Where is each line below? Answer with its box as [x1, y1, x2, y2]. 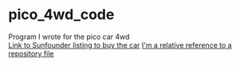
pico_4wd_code [8, 6, 115, 24]
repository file [8, 49, 54, 58]
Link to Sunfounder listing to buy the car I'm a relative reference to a [8, 40, 233, 49]
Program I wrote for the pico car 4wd [8, 32, 130, 41]
